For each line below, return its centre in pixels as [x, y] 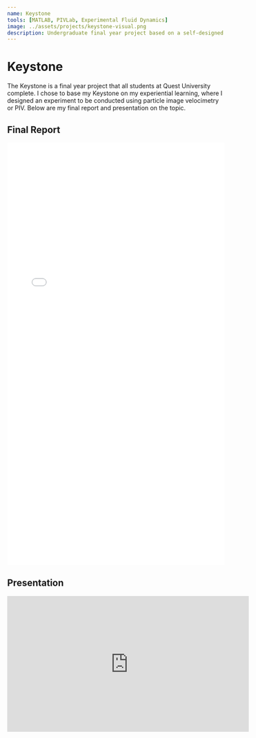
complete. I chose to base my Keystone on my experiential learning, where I [115, 93]
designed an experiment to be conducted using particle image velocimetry [113, 101]
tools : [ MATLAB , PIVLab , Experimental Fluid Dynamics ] [88, 20]
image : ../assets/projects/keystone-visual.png [77, 26]
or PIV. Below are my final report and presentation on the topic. [97, 108]
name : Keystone [29, 13]
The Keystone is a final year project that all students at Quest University [109, 86]
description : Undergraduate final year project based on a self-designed [116, 33]
